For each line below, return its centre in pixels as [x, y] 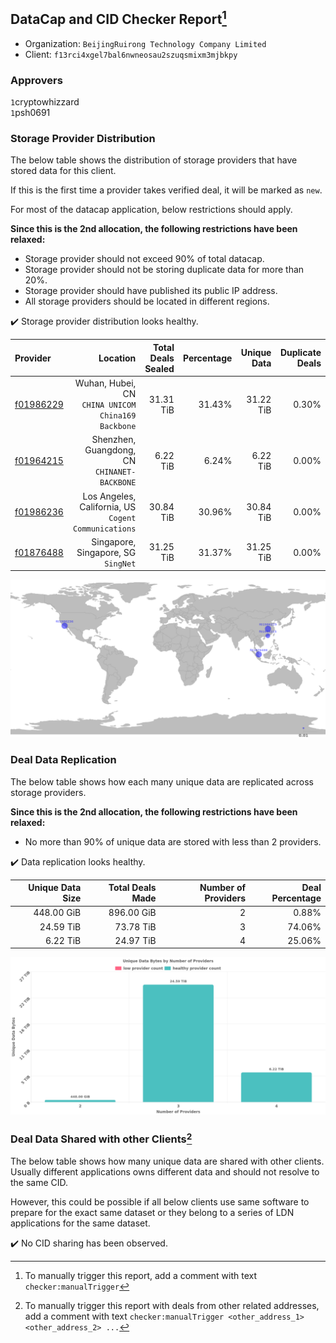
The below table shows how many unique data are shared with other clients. [167, 1161]
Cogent [122, 518]
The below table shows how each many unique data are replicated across [162, 781]
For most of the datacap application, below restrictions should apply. [151, 210]
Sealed [159, 368]
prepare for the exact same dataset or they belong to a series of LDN [152, 1213]
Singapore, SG [106, 552]
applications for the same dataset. [80, 1223]
